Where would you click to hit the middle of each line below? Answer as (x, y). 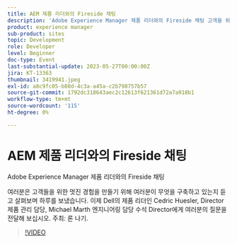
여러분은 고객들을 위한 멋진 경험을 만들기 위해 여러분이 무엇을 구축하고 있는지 (113, 191)
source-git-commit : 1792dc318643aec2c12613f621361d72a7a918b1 (101, 93)
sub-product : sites (36, 34)
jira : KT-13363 (30, 73)
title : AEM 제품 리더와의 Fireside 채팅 (62, 14)
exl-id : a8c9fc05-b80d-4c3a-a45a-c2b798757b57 (77, 86)
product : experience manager (50, 27)
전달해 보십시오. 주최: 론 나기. (48, 218)
